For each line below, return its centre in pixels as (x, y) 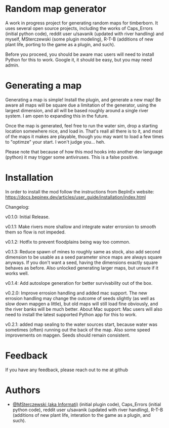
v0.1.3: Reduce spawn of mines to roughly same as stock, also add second (83, 251)
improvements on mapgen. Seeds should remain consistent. (68, 335)
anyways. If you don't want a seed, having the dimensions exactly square (82, 262)
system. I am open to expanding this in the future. (57, 116)
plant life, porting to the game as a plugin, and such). (60, 44)
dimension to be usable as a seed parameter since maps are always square (84, 257)
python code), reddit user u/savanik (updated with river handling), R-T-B (88, 410)
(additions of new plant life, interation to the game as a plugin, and (81, 415)
